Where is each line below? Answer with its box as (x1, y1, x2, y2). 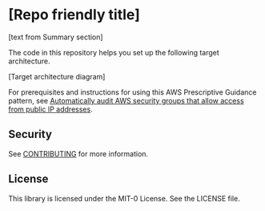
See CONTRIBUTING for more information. (8, 148, 149, 158)
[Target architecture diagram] (8, 71, 106, 81)
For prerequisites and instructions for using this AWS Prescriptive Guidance (8, 87, 257, 97)
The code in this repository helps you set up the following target (8, 47, 220, 57)
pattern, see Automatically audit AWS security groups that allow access (8, 95, 244, 105)
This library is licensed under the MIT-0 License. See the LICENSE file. (8, 193, 240, 203)
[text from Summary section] (8, 32, 103, 42)
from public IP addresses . (8, 104, 94, 114)
